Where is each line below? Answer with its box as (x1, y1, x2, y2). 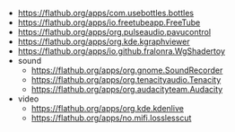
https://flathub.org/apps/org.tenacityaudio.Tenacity (30, 75, 222, 84)
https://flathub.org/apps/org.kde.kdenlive (30, 103, 184, 113)
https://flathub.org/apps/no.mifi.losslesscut (30, 112, 192, 123)
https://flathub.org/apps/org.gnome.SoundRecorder (30, 65, 223, 75)
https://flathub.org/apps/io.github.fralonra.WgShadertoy (17, 46, 226, 57)
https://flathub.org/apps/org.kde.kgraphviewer (17, 36, 190, 47)
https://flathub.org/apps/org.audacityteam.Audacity (30, 84, 223, 94)
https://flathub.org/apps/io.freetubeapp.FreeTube (17, 17, 201, 28)
